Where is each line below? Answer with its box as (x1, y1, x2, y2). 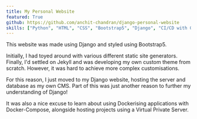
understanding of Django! (6, 89, 68, 96)
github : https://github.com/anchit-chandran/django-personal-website (6, 19, 180, 25)
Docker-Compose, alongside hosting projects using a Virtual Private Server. (6, 106, 189, 113)
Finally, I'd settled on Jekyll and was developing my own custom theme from (6, 59, 191, 66)
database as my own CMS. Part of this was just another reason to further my (6, 83, 191, 90)
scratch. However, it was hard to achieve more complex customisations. (6, 65, 180, 72)
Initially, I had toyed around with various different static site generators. (6, 52, 178, 59)
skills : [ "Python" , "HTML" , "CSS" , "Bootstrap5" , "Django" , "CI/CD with (6, 25, 188, 31)
